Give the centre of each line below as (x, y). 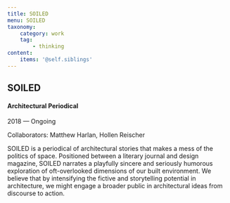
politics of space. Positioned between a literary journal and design (103, 156)
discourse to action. (36, 193)
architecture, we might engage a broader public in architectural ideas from (115, 186)
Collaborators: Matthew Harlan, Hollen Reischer (76, 135)
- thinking (49, 46)
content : (20, 53)
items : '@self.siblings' (56, 60)
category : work (42, 33)
